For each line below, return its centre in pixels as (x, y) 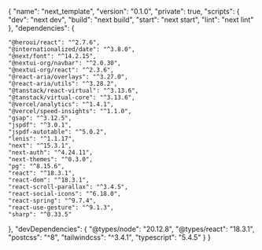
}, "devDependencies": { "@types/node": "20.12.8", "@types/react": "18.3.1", (131, 229)
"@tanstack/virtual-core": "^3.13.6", (72, 97)
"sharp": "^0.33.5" (40, 215)
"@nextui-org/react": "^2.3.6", (61, 70)
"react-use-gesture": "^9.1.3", (61, 208)
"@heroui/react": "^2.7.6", (54, 42)
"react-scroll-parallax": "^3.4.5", (68, 187)
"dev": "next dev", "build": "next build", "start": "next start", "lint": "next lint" (131, 20)
